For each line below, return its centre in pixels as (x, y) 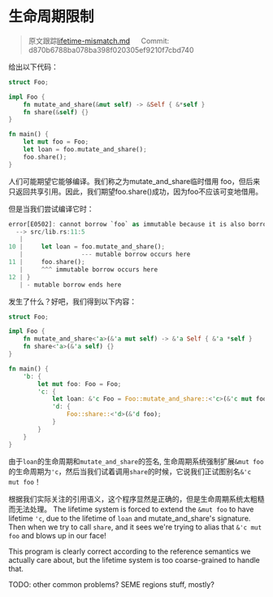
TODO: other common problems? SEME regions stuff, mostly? (112, 584)
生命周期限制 (52, 17)
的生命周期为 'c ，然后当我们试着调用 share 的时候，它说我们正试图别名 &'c (130, 471)
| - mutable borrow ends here (70, 285)
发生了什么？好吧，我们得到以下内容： (72, 301)
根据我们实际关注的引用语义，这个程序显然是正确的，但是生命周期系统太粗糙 (136, 498)
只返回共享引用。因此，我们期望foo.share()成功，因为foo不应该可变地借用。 (136, 191)
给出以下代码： (33, 67)
